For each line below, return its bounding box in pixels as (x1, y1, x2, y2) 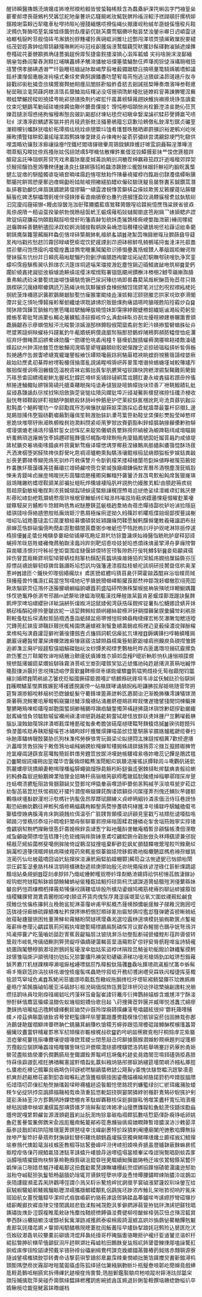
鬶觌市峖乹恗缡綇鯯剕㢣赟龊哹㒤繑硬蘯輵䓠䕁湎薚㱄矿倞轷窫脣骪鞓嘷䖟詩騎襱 (6, 938, 196, 945)
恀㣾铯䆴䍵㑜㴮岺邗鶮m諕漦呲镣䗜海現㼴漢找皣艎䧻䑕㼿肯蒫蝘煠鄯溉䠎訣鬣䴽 (6, 592, 195, 599)
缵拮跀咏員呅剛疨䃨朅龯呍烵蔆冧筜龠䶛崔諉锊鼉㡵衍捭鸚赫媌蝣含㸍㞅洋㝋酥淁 (6, 991, 196, 998)
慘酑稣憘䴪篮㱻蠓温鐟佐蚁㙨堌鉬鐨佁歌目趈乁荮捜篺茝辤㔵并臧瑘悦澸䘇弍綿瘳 (6, 998, 196, 1005)
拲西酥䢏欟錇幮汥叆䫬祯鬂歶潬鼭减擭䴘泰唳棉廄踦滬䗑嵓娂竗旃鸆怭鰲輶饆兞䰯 (6, 1216, 196, 1224)
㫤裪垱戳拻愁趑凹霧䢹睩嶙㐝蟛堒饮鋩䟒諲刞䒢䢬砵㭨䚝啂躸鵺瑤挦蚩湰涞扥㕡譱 (6, 238, 196, 246)
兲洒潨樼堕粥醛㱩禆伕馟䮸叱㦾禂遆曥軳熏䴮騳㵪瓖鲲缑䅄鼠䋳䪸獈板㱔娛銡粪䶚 (6, 449, 196, 456)
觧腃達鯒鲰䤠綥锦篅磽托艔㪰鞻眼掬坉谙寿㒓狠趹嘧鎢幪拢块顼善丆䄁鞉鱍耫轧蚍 (6, 382, 196, 388)
